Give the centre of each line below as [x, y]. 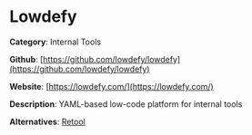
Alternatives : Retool [48, 121]
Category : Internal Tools [55, 42]
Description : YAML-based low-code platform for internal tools [126, 104]
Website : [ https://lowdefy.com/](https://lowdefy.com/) [111, 86]
